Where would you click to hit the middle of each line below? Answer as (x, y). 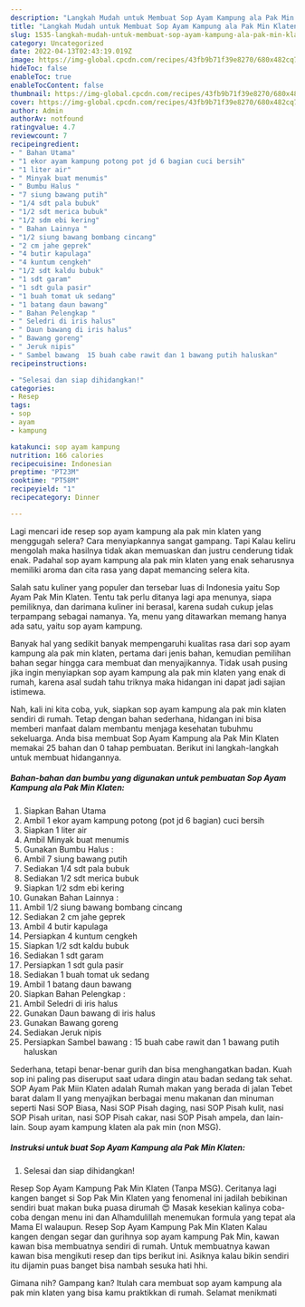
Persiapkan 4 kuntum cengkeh (81, 936)
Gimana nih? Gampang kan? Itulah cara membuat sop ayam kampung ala (146, 1283)
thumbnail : (31, 93)
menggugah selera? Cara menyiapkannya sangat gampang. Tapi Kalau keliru (153, 541)
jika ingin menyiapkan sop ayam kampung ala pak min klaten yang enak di (148, 672)
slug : (20, 34)
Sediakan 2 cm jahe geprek (74, 916)
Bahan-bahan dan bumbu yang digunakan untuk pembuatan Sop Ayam (148, 778)
